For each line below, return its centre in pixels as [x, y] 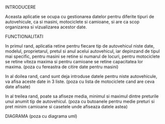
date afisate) [18, 87]
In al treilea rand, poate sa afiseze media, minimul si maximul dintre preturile [82, 96]
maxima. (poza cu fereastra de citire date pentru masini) [62, 67]
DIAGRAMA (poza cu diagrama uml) [41, 116]
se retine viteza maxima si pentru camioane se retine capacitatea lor [74, 62]
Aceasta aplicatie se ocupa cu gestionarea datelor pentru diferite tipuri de [80, 16]
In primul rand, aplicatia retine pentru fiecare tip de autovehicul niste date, [80, 46]
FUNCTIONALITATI [24, 37]
